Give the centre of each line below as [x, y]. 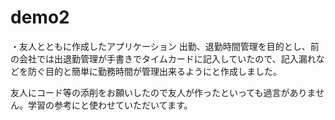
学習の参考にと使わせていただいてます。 [110, 105]
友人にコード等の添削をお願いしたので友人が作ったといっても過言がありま [163, 92]
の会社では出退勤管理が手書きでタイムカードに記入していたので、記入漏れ [163, 58]
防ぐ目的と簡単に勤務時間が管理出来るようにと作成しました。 [154, 71]
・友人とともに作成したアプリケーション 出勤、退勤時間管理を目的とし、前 [165, 46]
